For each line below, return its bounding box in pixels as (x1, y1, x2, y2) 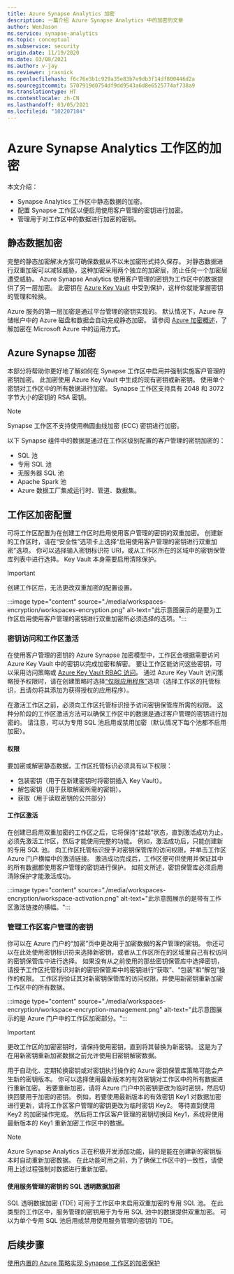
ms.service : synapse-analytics (7, 29, 98, 37)
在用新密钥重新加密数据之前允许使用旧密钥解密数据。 (7, 1051, 161, 1060)
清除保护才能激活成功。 (7, 871, 75, 880)
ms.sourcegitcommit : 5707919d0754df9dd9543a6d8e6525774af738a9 (7, 82, 196, 89)
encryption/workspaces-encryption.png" (7, 606, 126, 614)
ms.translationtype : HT (7, 88, 77, 95)
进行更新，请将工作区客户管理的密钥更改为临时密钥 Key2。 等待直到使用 (7, 1101, 215, 1110)
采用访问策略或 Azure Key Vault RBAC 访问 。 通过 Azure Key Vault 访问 (13, 668, 218, 677)
